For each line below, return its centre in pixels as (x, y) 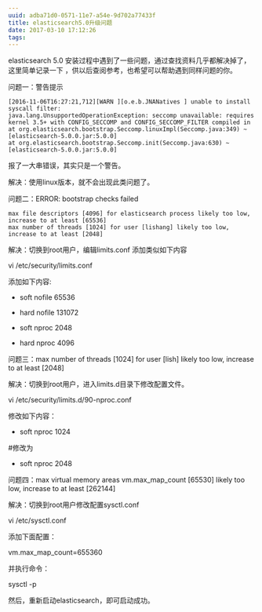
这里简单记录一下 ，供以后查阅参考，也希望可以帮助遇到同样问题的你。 (122, 71)
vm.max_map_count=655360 (56, 552)
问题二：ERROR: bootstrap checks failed (73, 199)
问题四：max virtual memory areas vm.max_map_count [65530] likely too (127, 480)
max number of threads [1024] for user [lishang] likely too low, (119, 228)
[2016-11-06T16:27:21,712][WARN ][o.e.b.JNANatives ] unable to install (129, 102)
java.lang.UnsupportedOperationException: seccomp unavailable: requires (131, 116)
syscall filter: (35, 109)
